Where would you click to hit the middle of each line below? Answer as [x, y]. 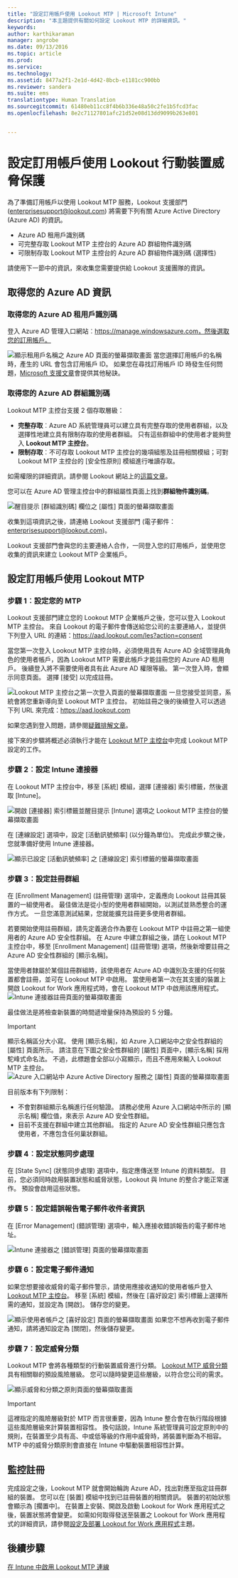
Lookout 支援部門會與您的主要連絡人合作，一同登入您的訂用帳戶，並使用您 [117, 545]
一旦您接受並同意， [197, 693]
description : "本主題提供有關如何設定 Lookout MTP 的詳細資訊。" [97, 21]
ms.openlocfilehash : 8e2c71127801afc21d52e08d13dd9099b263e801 [103, 113]
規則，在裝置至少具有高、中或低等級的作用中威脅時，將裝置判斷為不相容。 [116, 1436]
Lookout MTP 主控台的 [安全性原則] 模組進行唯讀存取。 [98, 461]
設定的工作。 [26, 749]
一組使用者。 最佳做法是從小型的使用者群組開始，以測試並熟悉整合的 [120, 904]
